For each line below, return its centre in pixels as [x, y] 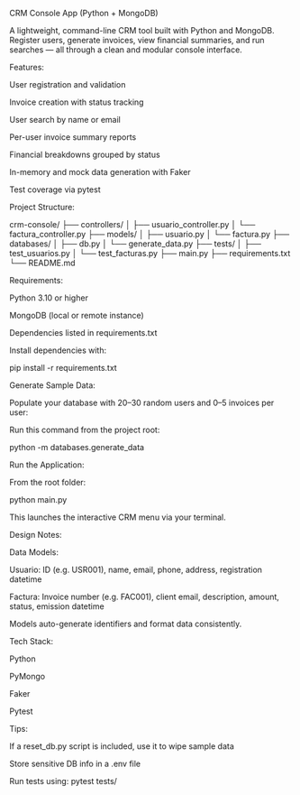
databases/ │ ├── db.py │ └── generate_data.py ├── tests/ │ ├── [135, 244]
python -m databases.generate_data [77, 447]
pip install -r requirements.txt [63, 368]
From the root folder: [48, 482]
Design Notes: [36, 535]
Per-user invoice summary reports [73, 137]
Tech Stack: [32, 641]
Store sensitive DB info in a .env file [75, 763]
